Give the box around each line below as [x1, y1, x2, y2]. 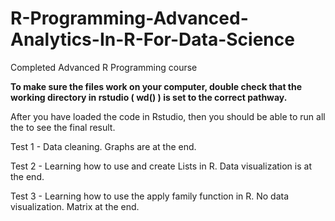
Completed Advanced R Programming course [10, 61, 198, 73]
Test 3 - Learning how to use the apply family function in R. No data [10, 190, 290, 202]
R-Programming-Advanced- [10, 7, 249, 30]
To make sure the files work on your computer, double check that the [10, 80, 303, 92]
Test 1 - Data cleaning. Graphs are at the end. [10, 140, 197, 152]
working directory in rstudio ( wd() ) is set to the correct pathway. [10, 91, 288, 103]
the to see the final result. [10, 121, 116, 133]
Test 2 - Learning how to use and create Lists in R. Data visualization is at [10, 160, 312, 172]
